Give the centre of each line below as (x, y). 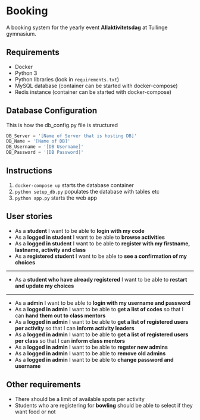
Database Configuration (52, 111)
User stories (29, 217)
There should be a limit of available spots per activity (79, 399)
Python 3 (26, 73)
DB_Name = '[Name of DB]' (38, 141)
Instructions (29, 171)
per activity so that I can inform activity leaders (75, 328)
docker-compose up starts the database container (74, 185)
